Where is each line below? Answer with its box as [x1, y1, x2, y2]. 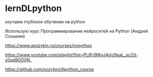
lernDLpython [5, 3, 62, 14]
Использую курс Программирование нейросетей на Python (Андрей [5, 28, 148, 34]
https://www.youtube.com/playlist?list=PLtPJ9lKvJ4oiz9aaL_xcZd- [5, 51, 138, 58]
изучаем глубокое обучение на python [5, 19, 85, 25]
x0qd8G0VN [5, 57, 30, 63]
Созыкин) [5, 33, 25, 39]
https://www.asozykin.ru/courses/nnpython [5, 42, 92, 48]
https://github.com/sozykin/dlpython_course [5, 66, 94, 72]
